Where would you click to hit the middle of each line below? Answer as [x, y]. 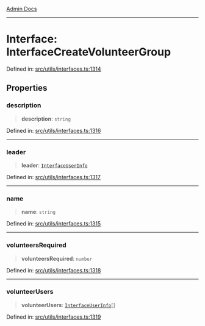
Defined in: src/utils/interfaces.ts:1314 [54, 69]
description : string [46, 119]
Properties [27, 88]
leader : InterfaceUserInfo [54, 165]
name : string [38, 212]
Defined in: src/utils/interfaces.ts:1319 [54, 317]
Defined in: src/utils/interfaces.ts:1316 [54, 130]
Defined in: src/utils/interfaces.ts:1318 [54, 270]
